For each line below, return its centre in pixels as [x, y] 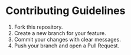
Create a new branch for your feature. [60, 33]
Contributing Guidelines [65, 11]
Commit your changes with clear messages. [68, 39]
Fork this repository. [38, 27]
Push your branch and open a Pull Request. [66, 46]
